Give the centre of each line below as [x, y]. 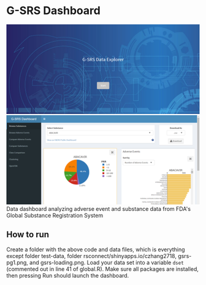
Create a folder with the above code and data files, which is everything [96, 249]
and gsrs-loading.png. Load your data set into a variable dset [107, 262]
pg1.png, [17, 262]
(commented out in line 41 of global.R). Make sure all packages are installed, [103, 269]
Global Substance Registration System [55, 215]
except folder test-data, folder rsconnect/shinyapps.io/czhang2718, [91, 256]
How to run [28, 234]
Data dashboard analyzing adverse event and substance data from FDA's [99, 208]
